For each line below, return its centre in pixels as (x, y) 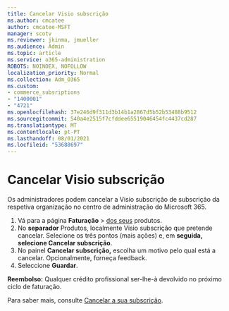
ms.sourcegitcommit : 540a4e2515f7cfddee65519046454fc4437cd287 (102, 118)
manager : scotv (30, 33)
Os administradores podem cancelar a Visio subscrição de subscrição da (113, 200)
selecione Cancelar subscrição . (65, 243)
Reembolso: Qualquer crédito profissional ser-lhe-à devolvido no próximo (114, 279)
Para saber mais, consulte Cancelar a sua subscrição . (85, 300)
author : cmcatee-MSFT (39, 27)
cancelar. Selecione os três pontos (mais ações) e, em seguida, (110, 236)
